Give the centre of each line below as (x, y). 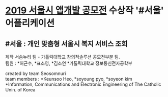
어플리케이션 (30, 23)
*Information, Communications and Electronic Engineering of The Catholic (83, 84)
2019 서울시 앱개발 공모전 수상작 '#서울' (85, 10)
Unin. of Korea (20, 90)
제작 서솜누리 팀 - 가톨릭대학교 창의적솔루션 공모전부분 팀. (63, 57)
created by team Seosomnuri (36, 74)
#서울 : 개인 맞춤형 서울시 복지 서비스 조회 (66, 44)
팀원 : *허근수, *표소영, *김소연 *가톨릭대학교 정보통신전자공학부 (69, 63)
